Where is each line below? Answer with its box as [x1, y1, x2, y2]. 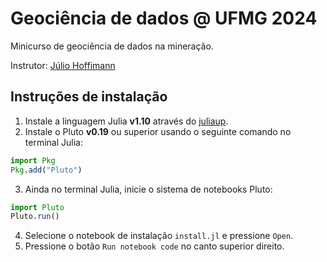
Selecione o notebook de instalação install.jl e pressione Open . [24, 230, 294, 242]
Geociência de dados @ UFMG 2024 [10, 7, 318, 30]
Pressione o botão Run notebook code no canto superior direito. [24, 240, 285, 252]
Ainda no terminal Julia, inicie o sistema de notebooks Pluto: [24, 183, 273, 195]
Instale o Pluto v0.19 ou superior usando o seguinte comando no [24, 125, 292, 137]
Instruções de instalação [10, 88, 168, 106]
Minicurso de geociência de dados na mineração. [10, 40, 214, 52]
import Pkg [10, 155, 56, 166]
